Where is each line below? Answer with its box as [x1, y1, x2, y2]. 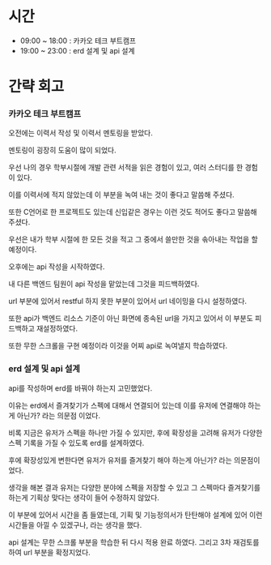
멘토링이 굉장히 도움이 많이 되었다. [8, 145, 116, 155]
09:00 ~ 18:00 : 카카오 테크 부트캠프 [19, 36, 136, 45]
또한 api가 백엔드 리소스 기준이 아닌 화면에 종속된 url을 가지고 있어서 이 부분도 [8, 314, 253, 323]
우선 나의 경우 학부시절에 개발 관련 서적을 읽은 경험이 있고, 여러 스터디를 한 [8, 163, 243, 173]
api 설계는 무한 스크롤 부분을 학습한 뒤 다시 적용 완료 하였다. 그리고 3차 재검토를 [8, 537, 260, 547]
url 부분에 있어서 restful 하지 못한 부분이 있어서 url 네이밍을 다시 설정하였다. [8, 297, 248, 306]
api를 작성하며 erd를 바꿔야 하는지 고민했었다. [8, 383, 153, 393]
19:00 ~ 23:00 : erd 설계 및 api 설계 [19, 45, 135, 55]
